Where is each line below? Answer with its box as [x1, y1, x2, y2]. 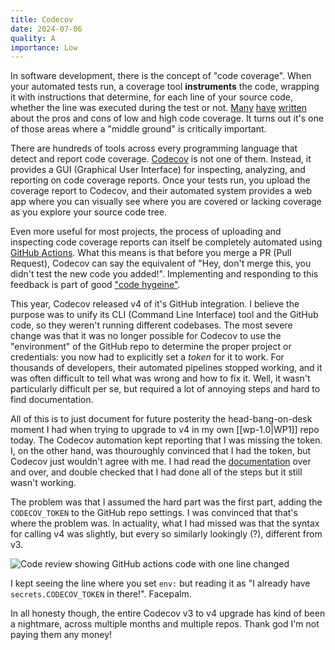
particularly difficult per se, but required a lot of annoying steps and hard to [10, 383, 321, 395]
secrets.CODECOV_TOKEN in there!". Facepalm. [10, 588, 192, 600]
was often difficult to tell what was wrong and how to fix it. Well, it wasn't [10, 372, 311, 385]
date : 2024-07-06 [10, 24, 83, 34]
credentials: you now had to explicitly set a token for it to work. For [10, 351, 285, 363]
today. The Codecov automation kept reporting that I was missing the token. [10, 434, 323, 446]
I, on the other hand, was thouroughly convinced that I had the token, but [10, 445, 312, 457]
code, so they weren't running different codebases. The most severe [10, 319, 293, 331]
